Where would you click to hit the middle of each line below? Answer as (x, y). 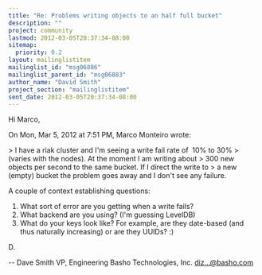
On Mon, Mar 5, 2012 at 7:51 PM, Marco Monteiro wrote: (100, 135)
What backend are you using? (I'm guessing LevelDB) (108, 215)
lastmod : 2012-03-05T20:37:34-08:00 (69, 38)
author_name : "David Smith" (55, 82)
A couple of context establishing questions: (79, 191)
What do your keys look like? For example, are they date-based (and (132, 223)
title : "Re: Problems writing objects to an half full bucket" (115, 15)
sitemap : (23, 45)
